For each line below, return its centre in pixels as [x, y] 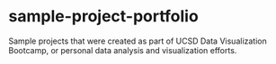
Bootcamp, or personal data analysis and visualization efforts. [123, 50]
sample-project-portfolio [103, 16]
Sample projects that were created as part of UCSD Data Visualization [138, 41]
